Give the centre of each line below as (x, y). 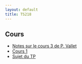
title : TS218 (18, 14)
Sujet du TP (24, 57)
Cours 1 (20, 51)
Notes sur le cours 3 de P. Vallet (44, 46)
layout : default (21, 10)
